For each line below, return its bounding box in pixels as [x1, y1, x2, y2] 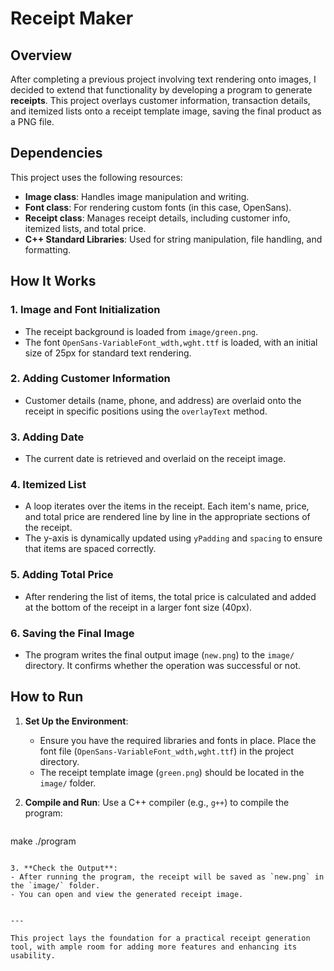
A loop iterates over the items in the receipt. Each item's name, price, [24, 500, 310, 512]
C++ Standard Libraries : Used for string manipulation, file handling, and [24, 233, 323, 245]
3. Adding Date [10, 430, 85, 444]
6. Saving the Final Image [10, 626, 135, 640]
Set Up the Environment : [24, 715, 129, 727]
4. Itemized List [10, 478, 87, 492]
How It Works [10, 273, 97, 290]
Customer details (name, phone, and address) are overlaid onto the [24, 394, 302, 406]
